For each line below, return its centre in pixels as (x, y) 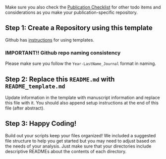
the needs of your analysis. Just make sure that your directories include (78, 146)
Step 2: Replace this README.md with (60, 79)
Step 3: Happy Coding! (41, 124)
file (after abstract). (25, 108)
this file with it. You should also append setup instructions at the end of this (82, 103)
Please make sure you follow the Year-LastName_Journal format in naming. (81, 63)
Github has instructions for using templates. (50, 40)
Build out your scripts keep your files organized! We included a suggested (81, 135)
